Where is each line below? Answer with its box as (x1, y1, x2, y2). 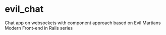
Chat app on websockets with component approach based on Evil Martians (5, 20, 161, 26)
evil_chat (5, 3, 44, 15)
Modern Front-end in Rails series (5, 25, 73, 31)
